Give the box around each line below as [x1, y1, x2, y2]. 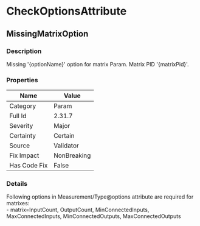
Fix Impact [9, 151, 40, 160]
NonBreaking [53, 151, 91, 160]
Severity [9, 122, 33, 130]
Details [6, 180, 28, 188]
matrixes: [6, 200, 30, 207]
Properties [6, 76, 38, 84]
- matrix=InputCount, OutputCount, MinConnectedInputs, [6, 206, 150, 214]
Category [9, 102, 36, 110]
